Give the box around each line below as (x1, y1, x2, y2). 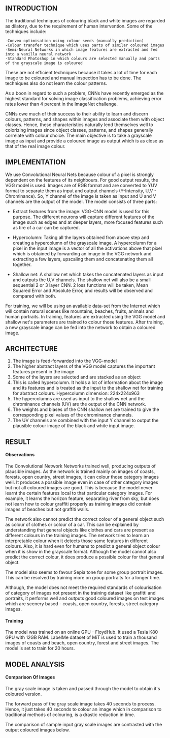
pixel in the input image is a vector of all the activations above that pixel (12, 245, 162, 251)
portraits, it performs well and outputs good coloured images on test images (5, 595, 164, 602)
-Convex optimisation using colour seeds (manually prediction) (5, 38, 144, 43)
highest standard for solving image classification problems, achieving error (5, 95, 162, 101)
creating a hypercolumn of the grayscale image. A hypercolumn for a (12, 240, 157, 246)
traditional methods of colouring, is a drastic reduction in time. (5, 712, 135, 718)
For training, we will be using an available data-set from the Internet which (5, 303, 161, 309)
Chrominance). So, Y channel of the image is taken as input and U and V (5, 193, 156, 199)
